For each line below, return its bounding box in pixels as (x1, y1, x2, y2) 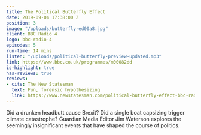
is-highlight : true (6, 64, 55, 71)
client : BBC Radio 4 (6, 31, 58, 37)
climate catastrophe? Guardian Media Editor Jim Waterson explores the (6, 115, 181, 122)
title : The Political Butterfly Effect (6, 8, 106, 15)
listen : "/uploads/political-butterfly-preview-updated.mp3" (6, 53, 162, 59)
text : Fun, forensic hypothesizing (11, 87, 100, 93)
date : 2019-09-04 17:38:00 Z (6, 14, 79, 20)
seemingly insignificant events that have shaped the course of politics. (6, 121, 180, 129)
